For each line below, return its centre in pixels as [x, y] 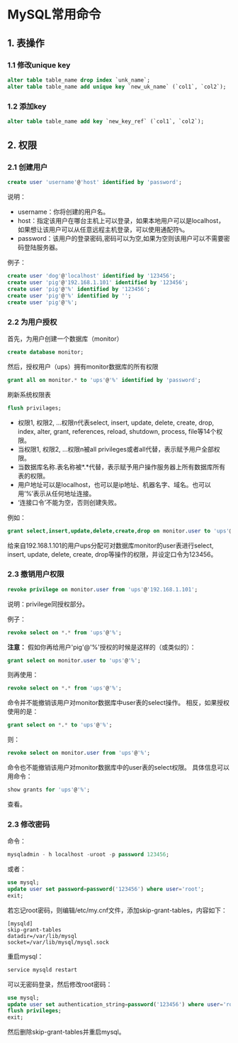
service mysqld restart [42, 970]
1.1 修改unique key [39, 65]
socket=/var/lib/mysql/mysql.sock [58, 942]
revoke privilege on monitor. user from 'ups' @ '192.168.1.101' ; [103, 589]
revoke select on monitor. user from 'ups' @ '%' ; [79, 753]
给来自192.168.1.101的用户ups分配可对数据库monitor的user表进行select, [110, 545]
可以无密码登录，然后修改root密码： [60, 984]
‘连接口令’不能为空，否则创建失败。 [69, 502]
